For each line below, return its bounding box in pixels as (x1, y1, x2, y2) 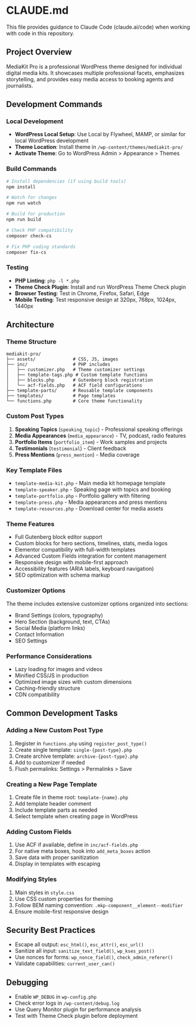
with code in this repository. (6, 29, 74, 36)
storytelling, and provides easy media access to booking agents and (6, 75, 174, 82)
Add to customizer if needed (14, 758, 85, 766)
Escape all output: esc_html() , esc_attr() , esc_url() (14, 941, 144, 948)
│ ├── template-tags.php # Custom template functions (6, 372, 148, 378)
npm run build (6, 216, 42, 223)
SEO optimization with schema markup (14, 571, 110, 579)
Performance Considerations (6, 652, 92, 660)
